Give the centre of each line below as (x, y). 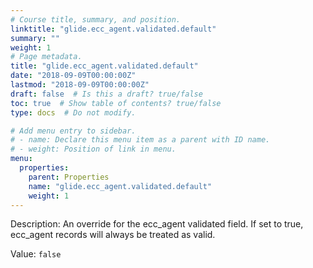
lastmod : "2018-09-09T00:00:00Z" (80, 85)
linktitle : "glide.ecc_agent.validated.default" (113, 29)
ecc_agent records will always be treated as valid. (113, 235)
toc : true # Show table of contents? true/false (116, 103)
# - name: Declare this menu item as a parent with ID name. (140, 140)
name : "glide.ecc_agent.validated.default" (120, 186)
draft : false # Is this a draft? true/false (106, 94)
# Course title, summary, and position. (96, 19)
